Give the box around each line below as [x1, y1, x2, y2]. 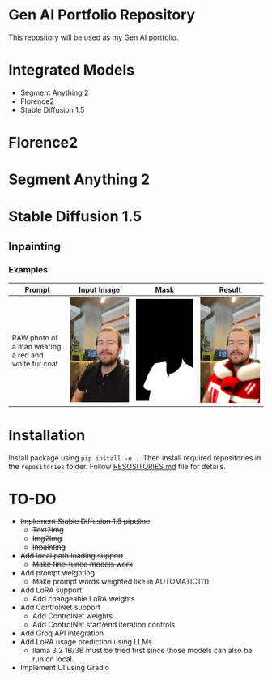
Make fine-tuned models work [32, 559, 134, 569]
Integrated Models [8, 61, 135, 79]
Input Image [79, 284, 121, 294]
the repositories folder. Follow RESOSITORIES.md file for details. [8, 461, 226, 471]
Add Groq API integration [19, 628, 104, 638]
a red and [11, 350, 44, 360]
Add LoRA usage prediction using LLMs [19, 637, 152, 647]
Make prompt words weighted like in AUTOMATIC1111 [32, 577, 210, 587]
